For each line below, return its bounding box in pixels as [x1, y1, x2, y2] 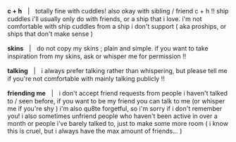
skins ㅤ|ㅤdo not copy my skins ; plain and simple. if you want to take [7, 44, 209, 52]
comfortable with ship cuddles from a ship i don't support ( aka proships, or [7, 22, 227, 30]
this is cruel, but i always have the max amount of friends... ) [7, 127, 182, 135]
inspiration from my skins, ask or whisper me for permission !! [7, 52, 187, 60]
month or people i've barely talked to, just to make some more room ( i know [7, 120, 229, 127]
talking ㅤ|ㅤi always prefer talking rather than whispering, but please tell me [7, 67, 228, 75]
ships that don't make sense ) [7, 30, 94, 38]
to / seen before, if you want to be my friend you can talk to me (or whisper [7, 97, 225, 105]
